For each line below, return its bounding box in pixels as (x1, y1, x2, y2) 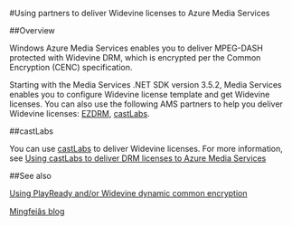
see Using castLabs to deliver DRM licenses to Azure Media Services (9, 153, 267, 164)
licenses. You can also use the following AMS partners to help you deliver (9, 99, 283, 109)
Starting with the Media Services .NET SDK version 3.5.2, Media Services (9, 80, 282, 89)
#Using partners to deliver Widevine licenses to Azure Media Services (9, 8, 270, 18)
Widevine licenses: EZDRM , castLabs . (9, 108, 151, 118)
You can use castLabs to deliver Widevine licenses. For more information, (9, 144, 283, 154)
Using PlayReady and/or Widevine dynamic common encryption (9, 188, 248, 198)
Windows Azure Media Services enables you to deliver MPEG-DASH (9, 42, 264, 53)
